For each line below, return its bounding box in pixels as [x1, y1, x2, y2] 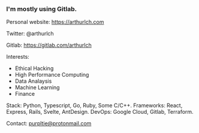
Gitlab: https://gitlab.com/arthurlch [6, 41, 92, 49]
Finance [14, 90, 35, 98]
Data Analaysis [14, 77, 52, 85]
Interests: [6, 53, 30, 61]
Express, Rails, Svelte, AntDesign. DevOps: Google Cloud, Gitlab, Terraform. [6, 108, 194, 116]
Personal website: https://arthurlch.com [6, 19, 104, 26]
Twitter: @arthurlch [6, 30, 54, 37]
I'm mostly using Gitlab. [6, 5, 77, 13]
